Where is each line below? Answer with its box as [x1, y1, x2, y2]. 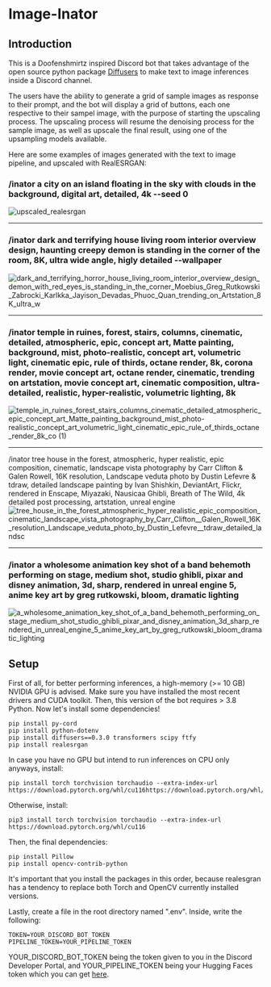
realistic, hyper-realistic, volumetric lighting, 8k [45, 387, 236, 398]
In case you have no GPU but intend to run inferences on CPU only [8, 755, 230, 764]
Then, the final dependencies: [8, 837, 108, 847]
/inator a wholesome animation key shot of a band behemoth [8, 558, 252, 570]
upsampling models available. [8, 134, 107, 144]
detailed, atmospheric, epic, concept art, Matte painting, [8, 337, 235, 348]
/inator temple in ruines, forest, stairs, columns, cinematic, [8, 326, 244, 337]
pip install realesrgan [8, 741, 89, 749]
